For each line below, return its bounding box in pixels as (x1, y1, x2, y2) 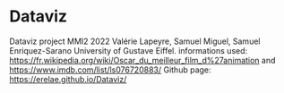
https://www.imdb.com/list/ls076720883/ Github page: (9, 64, 212, 75)
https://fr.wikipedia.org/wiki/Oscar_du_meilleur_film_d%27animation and (9, 55, 276, 65)
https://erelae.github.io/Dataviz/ (9, 73, 127, 84)
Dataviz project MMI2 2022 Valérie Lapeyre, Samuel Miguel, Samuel (9, 36, 261, 46)
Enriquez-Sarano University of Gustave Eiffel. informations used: (9, 45, 248, 55)
